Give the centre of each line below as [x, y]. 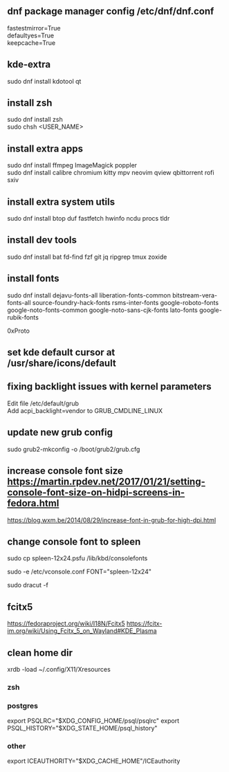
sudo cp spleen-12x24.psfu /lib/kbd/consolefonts [77, 558]
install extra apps [45, 148]
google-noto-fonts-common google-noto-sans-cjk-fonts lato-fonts [103, 310]
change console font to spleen [74, 541]
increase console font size [65, 471]
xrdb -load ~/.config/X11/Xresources [59, 669]
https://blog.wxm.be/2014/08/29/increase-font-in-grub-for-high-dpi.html [112, 520]
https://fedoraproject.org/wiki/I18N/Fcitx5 [66, 624]
